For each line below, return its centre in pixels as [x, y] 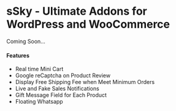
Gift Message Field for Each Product [61, 95]
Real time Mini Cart [39, 69]
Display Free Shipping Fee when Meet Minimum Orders [85, 82]
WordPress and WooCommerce [88, 24]
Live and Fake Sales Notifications [57, 89]
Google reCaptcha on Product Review [63, 75]
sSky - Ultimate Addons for [77, 11]
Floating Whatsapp [39, 102]
